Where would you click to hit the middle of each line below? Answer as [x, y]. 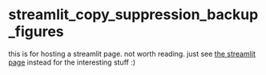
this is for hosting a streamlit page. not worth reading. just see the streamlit [132, 53]
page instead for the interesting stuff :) [72, 62]
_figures [36, 32]
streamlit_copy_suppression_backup [133, 15]
